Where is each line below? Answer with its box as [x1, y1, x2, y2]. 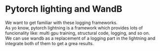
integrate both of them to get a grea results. [5, 40, 94, 46]
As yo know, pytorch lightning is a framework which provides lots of [5, 25, 143, 30]
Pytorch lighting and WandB [5, 3, 122, 15]
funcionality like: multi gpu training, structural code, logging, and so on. [5, 30, 150, 36]
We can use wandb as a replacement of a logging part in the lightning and [5, 35, 156, 41]
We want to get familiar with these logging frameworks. [5, 20, 118, 25]
